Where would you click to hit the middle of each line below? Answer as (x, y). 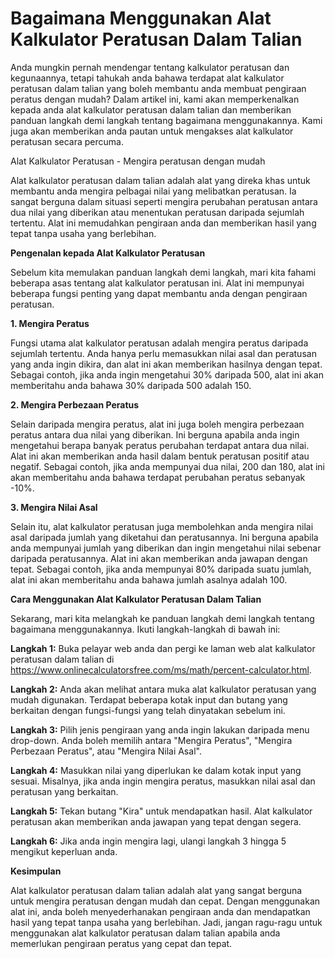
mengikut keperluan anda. (64, 851)
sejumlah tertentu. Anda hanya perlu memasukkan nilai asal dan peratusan (163, 353)
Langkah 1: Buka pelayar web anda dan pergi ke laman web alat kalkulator (163, 648)
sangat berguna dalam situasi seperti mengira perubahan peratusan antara (164, 201)
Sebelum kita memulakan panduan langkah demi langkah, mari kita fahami (163, 272)
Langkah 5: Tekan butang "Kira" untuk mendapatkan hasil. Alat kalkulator (161, 811)
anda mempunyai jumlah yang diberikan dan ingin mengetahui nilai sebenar (166, 548)
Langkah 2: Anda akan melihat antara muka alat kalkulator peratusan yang (163, 689)
